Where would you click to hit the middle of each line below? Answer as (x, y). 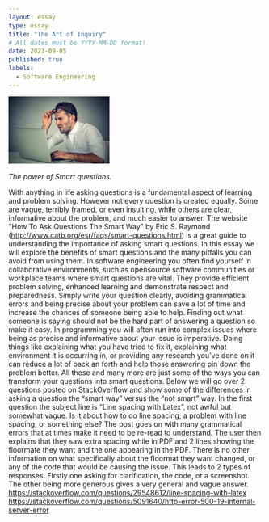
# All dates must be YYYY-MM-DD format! (78, 43)
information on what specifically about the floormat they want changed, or (132, 459)
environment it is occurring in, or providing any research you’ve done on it (132, 356)
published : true (36, 60)
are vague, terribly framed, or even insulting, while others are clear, (120, 209)
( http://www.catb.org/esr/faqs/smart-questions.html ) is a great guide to (127, 235)
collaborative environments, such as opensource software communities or (132, 270)
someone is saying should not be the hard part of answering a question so (132, 321)
